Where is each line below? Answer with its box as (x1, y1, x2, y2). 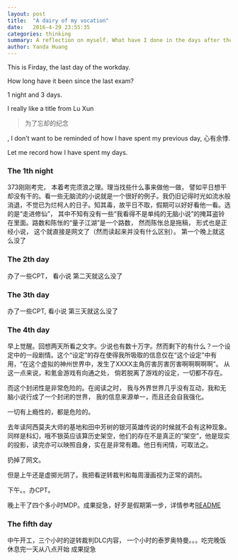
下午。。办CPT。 (7, 486, 55, 495)
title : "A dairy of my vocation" (7, 17, 110, 24)
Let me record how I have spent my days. (7, 149, 128, 156)
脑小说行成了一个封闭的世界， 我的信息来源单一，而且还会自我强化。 (7, 392, 208, 402)
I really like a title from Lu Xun (7, 104, 94, 112)
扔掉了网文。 (7, 456, 45, 464)
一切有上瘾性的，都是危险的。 (7, 408, 94, 416)
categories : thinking (7, 30, 72, 38)
